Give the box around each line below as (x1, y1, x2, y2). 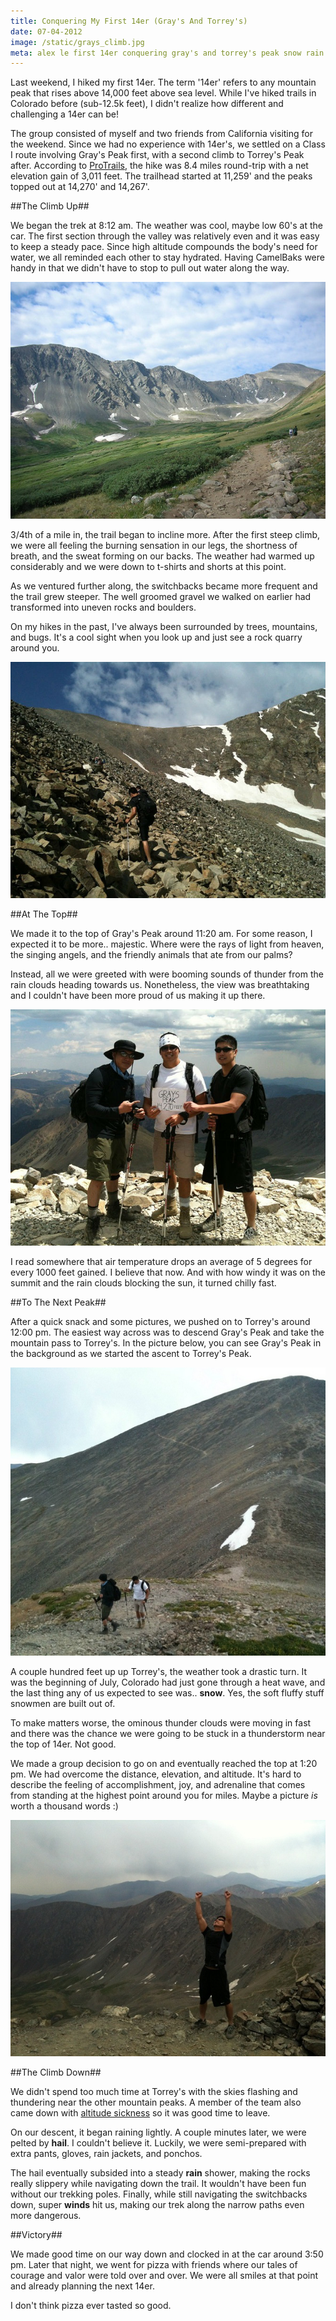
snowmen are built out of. (10, 1697, 116, 1709)
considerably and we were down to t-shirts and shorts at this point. (10, 560, 287, 572)
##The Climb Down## (10, 2066, 102, 2078)
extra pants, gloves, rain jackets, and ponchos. (10, 2147, 203, 2159)
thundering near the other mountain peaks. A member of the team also (10, 2096, 302, 2108)
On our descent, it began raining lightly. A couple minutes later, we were (10, 2126, 307, 2138)
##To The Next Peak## (10, 1296, 107, 1309)
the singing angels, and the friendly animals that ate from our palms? (10, 949, 293, 960)
